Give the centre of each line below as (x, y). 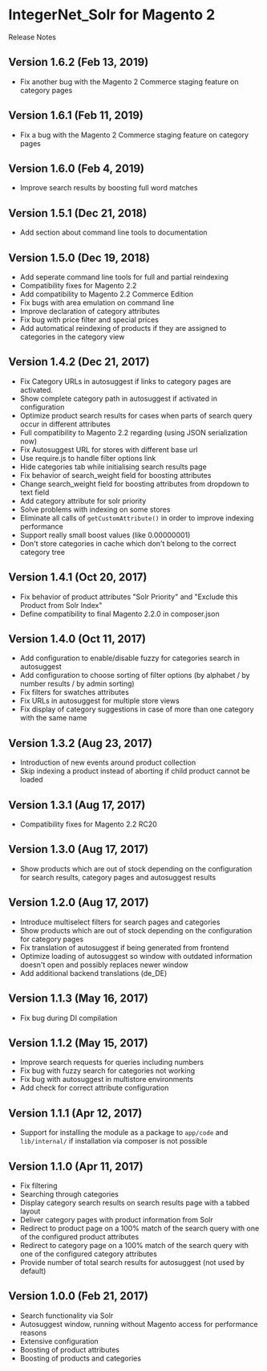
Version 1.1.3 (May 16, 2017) (79, 999)
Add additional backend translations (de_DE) (93, 973)
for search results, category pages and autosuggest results (118, 877)
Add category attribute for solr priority (83, 500)
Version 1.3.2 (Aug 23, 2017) (80, 743)
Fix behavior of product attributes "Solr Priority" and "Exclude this (129, 597)
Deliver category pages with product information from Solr (117, 1219)
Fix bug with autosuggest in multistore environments (107, 1079)
